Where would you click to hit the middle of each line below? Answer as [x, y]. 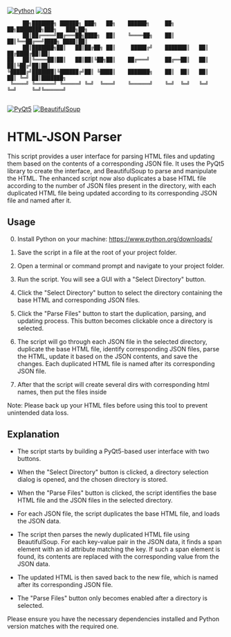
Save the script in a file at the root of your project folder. [97, 252]
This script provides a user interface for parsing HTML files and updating [111, 156]
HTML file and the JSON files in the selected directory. [95, 500]
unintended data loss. [38, 412]
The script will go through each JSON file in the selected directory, [112, 341]
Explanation [34, 434]
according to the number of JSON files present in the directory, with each [112, 185]
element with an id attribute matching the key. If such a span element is [119, 549]
